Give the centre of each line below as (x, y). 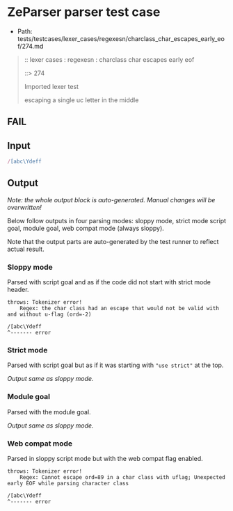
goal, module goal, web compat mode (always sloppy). (86, 228)
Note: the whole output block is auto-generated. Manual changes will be (111, 200)
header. (18, 290)
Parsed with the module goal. (49, 412)
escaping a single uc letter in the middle (81, 100)
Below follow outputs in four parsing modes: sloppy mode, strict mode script (117, 220)
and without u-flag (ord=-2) (49, 315)
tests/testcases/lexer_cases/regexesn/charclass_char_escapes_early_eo (121, 38)
